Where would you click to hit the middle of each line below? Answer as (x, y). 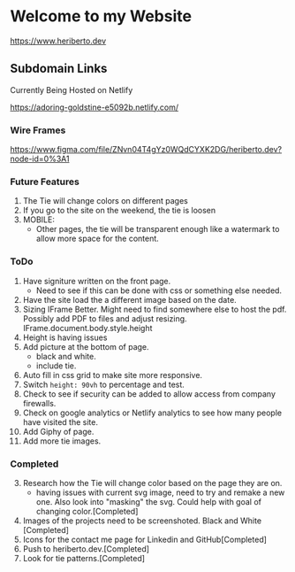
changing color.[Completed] (87, 511)
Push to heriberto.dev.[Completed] (86, 549)
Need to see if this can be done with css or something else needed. (159, 290)
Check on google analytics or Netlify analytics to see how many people (152, 413)
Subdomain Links (59, 69)
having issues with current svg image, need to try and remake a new (160, 492)
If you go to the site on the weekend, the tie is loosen (119, 211)
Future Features (45, 182)
